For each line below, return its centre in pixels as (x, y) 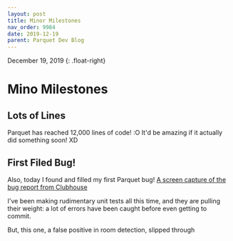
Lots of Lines (37, 116)
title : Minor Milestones (44, 21)
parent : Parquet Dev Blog (46, 41)
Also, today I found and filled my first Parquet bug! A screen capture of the (117, 179)
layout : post (27, 14)
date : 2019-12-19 (33, 34)
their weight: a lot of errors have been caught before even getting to (107, 208)
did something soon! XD (43, 140)
